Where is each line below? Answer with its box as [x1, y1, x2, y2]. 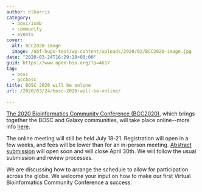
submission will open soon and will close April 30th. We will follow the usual [6, 147, 197, 155]
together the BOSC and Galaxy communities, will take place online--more [6, 116, 190, 123]
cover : [6, 37, 23, 43]
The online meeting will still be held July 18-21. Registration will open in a [6, 134, 189, 142]
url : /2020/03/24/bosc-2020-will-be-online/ [6, 88, 121, 94]
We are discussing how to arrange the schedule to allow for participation [6, 165, 189, 173]
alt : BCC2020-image [12, 43, 61, 49]
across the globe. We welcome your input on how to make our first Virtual [6, 172, 191, 179]
